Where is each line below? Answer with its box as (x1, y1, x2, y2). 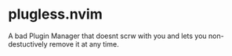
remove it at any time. (49, 39, 119, 48)
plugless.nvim (8, 5, 103, 23)
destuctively (8, 39, 49, 48)
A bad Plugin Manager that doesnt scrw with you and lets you (8, 31, 207, 40)
